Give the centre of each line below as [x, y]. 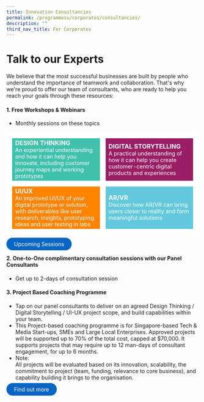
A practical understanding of [145, 153]
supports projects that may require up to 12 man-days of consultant [100, 345]
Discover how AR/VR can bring [148, 205]
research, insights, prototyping [55, 218]
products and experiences [142, 173]
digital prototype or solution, [52, 205]
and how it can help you [46, 157]
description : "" [27, 23]
